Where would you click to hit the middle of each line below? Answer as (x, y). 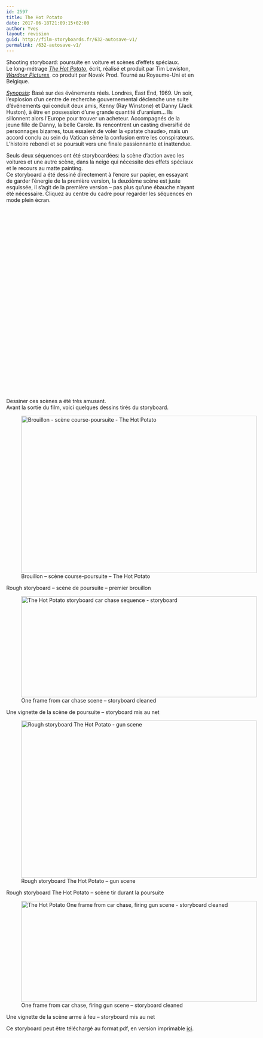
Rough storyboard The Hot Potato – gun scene (78, 880)
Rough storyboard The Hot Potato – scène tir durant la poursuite (85, 892)
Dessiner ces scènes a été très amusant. (56, 401)
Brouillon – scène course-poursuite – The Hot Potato (86, 576)
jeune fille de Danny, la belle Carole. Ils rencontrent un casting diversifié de (98, 125)
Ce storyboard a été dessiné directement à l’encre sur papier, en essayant (97, 174)
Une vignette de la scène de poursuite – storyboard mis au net (83, 712)
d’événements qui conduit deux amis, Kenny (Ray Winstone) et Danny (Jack (100, 105)
